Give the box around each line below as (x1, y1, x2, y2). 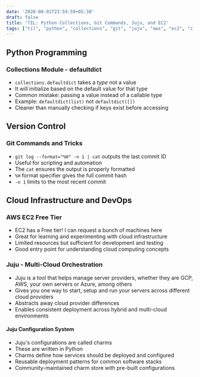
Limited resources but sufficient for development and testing (14, 239, 164, 247)
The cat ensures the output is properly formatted (14, 165, 135, 173)
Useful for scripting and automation (14, 159, 102, 166)
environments (14, 312, 49, 319)
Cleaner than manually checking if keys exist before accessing (14, 104, 168, 111)
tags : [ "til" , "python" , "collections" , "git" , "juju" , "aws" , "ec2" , (6, 25, 185, 32)
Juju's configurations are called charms (14, 339, 112, 346)
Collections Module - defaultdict (6, 65, 102, 73)
